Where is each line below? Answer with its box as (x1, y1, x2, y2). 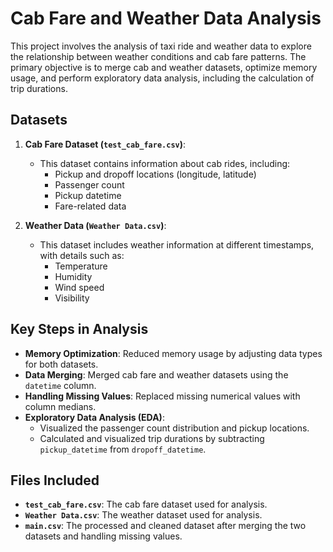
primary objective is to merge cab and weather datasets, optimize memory (10, 61, 318, 73)
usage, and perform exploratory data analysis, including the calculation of (10, 72, 315, 84)
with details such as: (39, 249, 125, 261)
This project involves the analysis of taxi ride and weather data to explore (10, 40, 312, 52)
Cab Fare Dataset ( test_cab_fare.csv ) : (24, 138, 187, 150)
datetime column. (24, 379, 97, 391)
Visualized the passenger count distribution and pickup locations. (39, 422, 310, 434)
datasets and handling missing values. (24, 530, 183, 542)
